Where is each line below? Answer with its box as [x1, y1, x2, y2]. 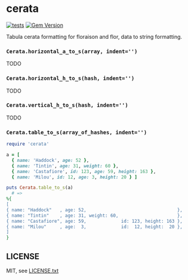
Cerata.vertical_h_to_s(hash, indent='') [6, 102, 128, 109]
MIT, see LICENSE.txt [6, 267, 58, 274]
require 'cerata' [6, 141, 50, 147]
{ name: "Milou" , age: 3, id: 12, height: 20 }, [6, 223, 183, 230]
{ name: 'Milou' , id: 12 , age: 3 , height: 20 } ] [11, 174, 137, 180]
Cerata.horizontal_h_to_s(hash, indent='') [6, 75, 135, 82]
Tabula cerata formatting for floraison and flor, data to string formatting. [6, 33, 183, 40]
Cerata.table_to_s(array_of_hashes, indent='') [6, 129, 147, 136]
